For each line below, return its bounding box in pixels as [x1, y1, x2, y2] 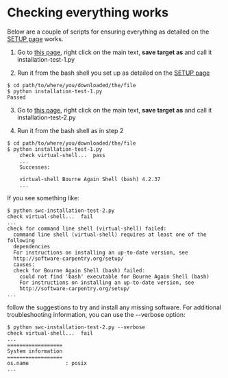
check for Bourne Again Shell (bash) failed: [13, 267, 146, 274]
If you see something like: [7, 193, 80, 202]
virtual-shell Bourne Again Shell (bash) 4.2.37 [19, 176, 161, 182]
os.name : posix [7, 359, 88, 366]
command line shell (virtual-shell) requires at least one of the [13, 231, 207, 238]
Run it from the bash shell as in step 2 [16, 126, 124, 134]
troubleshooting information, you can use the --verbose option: [7, 310, 186, 318]
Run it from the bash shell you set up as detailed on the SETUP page [16, 69, 210, 77]
